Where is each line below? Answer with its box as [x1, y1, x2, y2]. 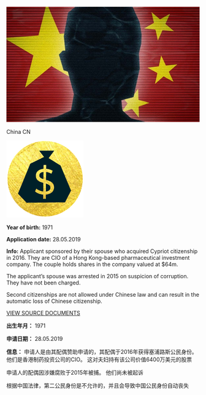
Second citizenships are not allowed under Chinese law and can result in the [6, 291, 199, 298]
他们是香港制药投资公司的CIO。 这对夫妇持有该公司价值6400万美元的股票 [6, 356, 193, 363]
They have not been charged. [6, 279, 81, 286]
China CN [6, 128, 31, 135]
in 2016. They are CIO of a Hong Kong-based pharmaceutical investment [6, 254, 190, 261]
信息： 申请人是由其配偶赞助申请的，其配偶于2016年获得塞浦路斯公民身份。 [6, 348, 197, 355]
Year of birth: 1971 [6, 224, 53, 231]
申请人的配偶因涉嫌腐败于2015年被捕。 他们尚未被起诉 [6, 369, 144, 376]
